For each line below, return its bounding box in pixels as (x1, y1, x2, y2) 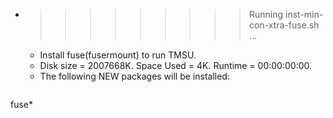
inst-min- (284, 9, 324, 20)
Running (248, 9, 284, 20)
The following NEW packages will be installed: (39, 70, 230, 82)
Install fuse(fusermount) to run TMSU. (39, 49, 197, 61)
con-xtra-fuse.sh (248, 19, 320, 31)
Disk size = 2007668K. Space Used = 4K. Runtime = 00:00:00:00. (39, 60, 313, 71)
